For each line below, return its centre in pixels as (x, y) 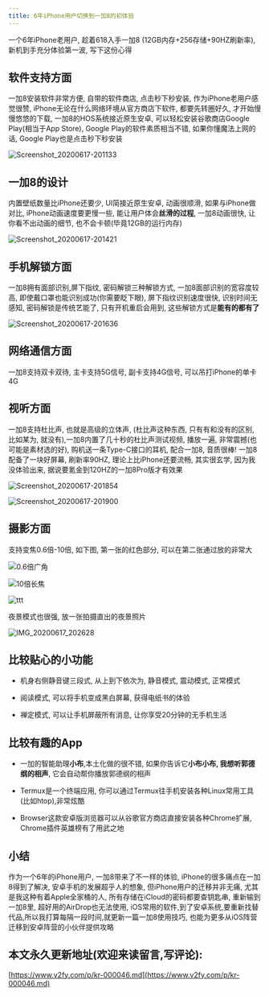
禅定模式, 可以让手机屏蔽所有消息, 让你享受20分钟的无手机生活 (123, 715)
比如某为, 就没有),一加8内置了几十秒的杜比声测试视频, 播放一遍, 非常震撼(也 (132, 439)
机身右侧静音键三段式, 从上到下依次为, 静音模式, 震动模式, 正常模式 (130, 680)
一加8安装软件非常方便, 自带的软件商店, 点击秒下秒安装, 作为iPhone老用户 (130, 98)
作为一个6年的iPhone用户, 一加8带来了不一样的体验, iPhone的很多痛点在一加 (134, 876)
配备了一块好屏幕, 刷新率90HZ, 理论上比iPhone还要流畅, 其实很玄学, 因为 (128, 459)
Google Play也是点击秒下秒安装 (71, 138)
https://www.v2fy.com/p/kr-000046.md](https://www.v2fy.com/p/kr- (125, 974)
